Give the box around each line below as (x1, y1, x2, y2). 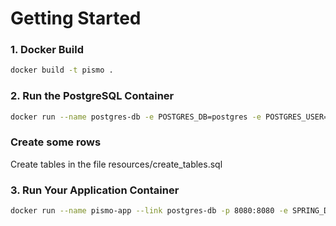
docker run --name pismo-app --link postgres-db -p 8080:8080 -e (10, 206, 288, 216)
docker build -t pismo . (10, 65, 114, 76)
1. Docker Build (10, 43, 84, 57)
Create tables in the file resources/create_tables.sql (10, 158, 223, 170)
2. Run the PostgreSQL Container (10, 89, 175, 103)
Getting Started (10, 7, 142, 30)
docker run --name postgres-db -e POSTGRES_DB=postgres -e (10, 112, 262, 122)
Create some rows (10, 135, 102, 149)
